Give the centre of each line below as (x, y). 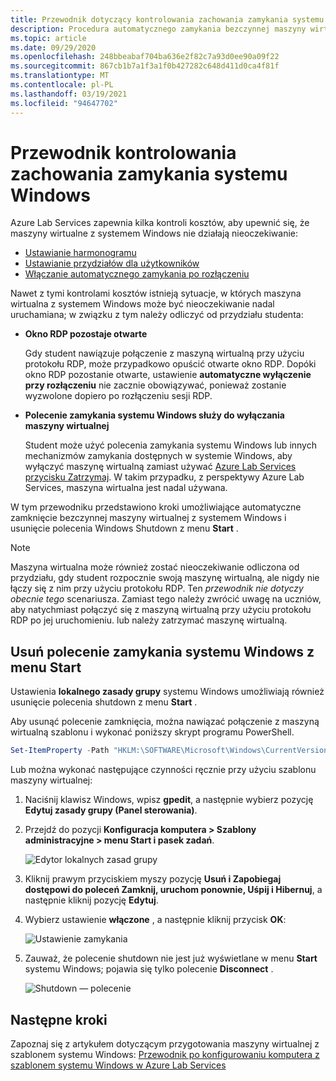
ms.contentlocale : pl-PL (62, 85)
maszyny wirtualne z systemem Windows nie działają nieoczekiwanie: (154, 233)
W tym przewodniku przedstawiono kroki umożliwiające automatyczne (156, 507)
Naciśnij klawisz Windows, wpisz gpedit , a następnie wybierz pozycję (169, 800)
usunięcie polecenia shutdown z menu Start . (104, 702)
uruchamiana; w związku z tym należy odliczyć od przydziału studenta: (157, 315)
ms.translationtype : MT (60, 76)
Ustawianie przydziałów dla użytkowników (112, 263)
